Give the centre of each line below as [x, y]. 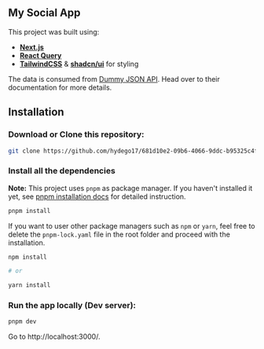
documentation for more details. [60, 87]
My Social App [44, 13]
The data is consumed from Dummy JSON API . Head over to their [114, 79]
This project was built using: [54, 31]
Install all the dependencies [62, 171]
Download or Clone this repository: [76, 134]
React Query [40, 55]
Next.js [32, 47]
